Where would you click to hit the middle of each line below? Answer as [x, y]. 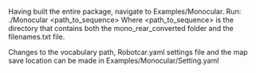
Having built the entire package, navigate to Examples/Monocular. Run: [125, 12]
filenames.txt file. [37, 36]
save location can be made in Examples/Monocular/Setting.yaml [114, 60]
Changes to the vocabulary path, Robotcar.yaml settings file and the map [128, 52]
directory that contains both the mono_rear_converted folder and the [121, 28]
